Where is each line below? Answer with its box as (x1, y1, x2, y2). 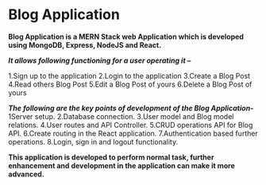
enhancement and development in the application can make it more (8, 160, 236, 170)
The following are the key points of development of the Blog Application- (8, 103, 254, 113)
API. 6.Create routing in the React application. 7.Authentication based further (8, 129, 258, 138)
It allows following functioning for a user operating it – (8, 56, 191, 65)
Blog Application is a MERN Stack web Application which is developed (8, 32, 245, 41)
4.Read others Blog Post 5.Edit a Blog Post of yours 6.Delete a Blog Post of (8, 79, 253, 89)
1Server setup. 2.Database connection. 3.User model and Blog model (8, 111, 234, 121)
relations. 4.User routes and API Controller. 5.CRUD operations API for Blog (8, 120, 253, 129)
